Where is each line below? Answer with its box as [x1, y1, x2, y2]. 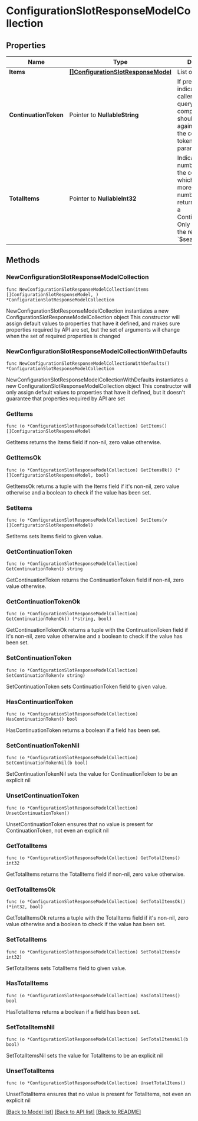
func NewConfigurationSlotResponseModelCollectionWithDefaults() [6, 360, 170, 367]
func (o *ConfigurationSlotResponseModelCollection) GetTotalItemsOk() [6, 899, 186, 905]
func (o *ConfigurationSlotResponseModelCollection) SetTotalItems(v [6, 949, 181, 955]
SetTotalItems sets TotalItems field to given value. [6, 964, 127, 972]
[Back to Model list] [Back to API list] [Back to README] [6, 1109, 141, 1116]
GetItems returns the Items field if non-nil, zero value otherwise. [6, 439, 161, 446]
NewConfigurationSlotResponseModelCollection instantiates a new [6, 307, 169, 314]
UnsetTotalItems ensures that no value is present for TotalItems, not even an [6, 1091, 192, 1098]
